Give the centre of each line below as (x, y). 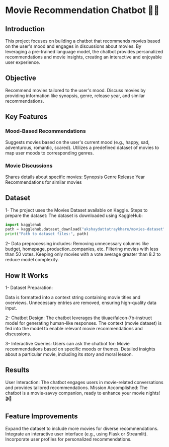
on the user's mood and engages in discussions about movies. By (73, 46)
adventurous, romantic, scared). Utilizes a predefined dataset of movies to (82, 147)
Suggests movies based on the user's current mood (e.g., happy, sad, (77, 142)
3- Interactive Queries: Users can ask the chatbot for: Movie (67, 344)
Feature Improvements (41, 417)
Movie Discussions (29, 166)
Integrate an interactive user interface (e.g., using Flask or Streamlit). (76, 434)
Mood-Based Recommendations (46, 131)
